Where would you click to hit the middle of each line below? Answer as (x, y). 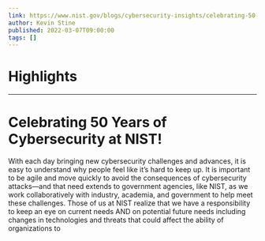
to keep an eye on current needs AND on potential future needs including (127, 212)
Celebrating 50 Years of (88, 122)
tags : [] (22, 38)
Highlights (43, 77)
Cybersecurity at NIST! (85, 139)
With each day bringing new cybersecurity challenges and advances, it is (127, 161)
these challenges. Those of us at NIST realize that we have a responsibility (129, 203)
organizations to (34, 228)
